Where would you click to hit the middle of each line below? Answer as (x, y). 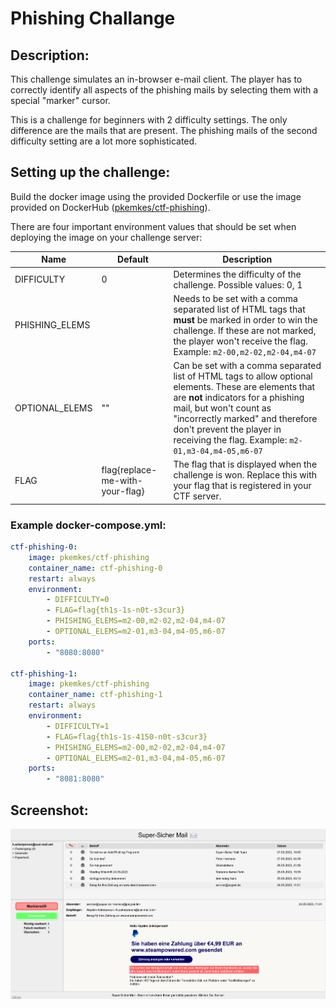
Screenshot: (49, 810)
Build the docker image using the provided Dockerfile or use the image (156, 196)
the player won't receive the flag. (240, 341)
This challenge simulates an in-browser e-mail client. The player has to (156, 79)
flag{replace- (129, 469)
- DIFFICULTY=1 (78, 726)
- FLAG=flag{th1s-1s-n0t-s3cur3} (116, 610)
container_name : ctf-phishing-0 (95, 568)
